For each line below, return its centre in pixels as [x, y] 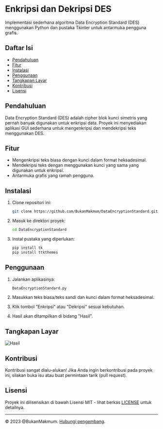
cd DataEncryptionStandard [39, 230]
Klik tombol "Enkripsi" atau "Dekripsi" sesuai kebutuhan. [68, 307]
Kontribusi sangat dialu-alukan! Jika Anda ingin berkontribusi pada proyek [79, 370]
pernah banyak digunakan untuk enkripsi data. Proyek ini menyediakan [76, 123]
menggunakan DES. [25, 133]
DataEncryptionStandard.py [39, 288]
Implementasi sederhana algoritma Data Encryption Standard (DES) [72, 22]
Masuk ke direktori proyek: [39, 221]
